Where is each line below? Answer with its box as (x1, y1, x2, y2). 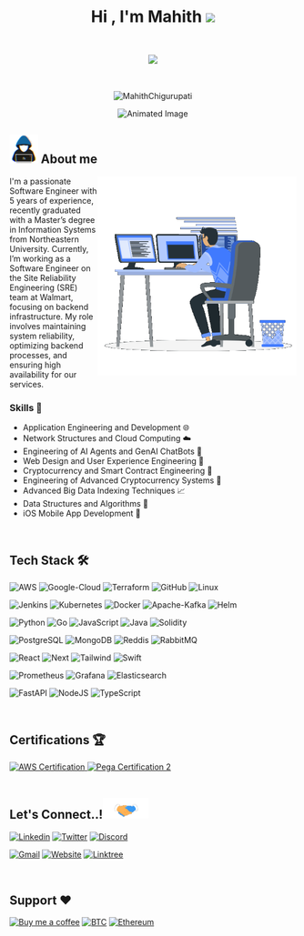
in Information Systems (9, 224, 96, 235)
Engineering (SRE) (9, 282, 78, 293)
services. (9, 378, 44, 389)
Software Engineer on (9, 262, 91, 274)
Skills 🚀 (9, 401, 43, 414)
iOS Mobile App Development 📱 (22, 508, 141, 519)
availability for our (9, 368, 77, 379)
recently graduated (9, 205, 82, 216)
